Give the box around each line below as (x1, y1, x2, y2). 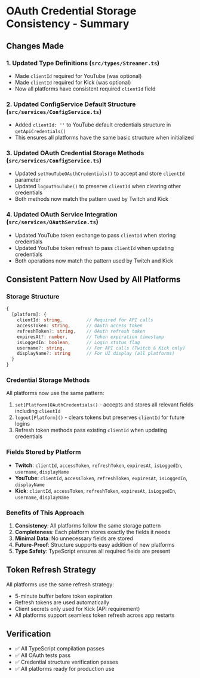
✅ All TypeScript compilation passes (14, 644, 104, 652)
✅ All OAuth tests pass (14, 652, 71, 659)
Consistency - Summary (6, 17, 130, 31)
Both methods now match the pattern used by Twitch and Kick (14, 195, 169, 203)
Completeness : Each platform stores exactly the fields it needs (14, 528, 171, 535)
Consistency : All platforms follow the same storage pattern (14, 522, 161, 529)
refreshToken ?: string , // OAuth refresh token (17, 328, 146, 334)
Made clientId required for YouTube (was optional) (14, 72, 142, 79)
